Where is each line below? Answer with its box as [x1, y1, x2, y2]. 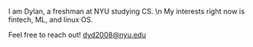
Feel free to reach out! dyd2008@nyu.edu [8, 31, 146, 39]
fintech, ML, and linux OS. [8, 15, 93, 24]
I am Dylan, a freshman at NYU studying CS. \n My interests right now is [8, 7, 245, 16]
